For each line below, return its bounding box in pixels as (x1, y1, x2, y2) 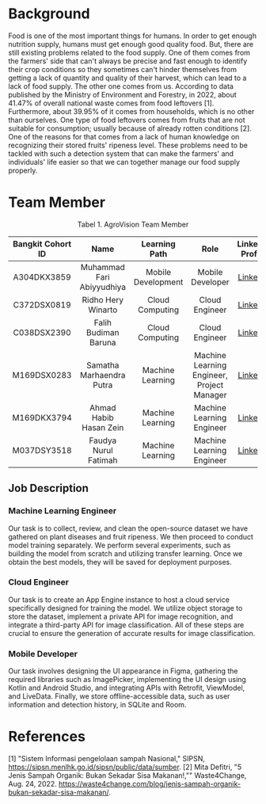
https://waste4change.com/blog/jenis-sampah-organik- (58, 779, 241, 789)
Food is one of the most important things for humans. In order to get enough (8, 31, 257, 40)
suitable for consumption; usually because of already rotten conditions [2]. (8, 124, 252, 133)
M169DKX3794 (12, 412, 73, 423)
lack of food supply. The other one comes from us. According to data (8, 81, 234, 91)
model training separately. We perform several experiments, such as (8, 540, 231, 550)
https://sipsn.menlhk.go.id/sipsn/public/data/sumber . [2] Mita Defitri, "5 (8, 762, 242, 772)
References (8, 728, 85, 745)
